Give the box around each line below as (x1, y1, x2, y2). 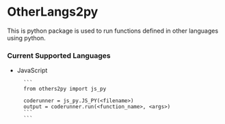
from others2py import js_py (23, 86, 107, 93)
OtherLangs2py (7, 4, 98, 20)
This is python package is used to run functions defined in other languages (7, 27, 219, 35)
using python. (7, 33, 46, 42)
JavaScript (16, 66, 48, 75)
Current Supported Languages (7, 50, 111, 60)
